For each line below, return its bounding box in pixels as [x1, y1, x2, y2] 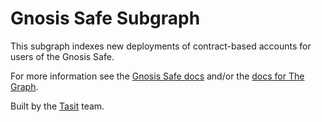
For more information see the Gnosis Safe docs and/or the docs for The [10, 70, 305, 82]
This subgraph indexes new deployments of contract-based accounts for [10, 40, 312, 52]
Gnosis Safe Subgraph [10, 7, 201, 30]
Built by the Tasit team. [10, 100, 105, 112]
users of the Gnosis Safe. [10, 50, 115, 62]
